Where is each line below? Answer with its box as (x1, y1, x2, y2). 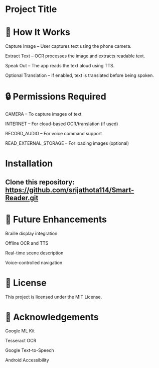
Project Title (5, 4, 57, 15)
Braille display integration (5, 230, 58, 236)
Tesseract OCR (5, 338, 37, 344)
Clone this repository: (5, 177, 75, 187)
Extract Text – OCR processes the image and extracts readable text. (5, 53, 145, 59)
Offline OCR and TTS (5, 240, 49, 246)
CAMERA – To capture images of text (5, 111, 82, 117)
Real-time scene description (5, 250, 64, 256)
